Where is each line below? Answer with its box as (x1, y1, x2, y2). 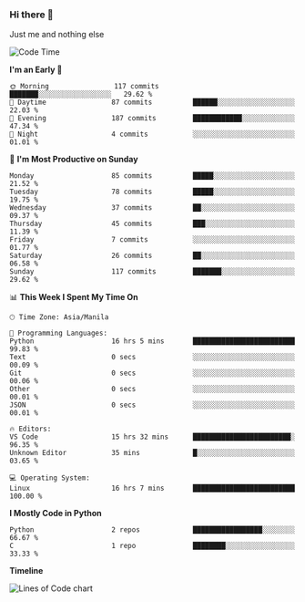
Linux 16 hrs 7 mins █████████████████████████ (9, 483, 296, 493)
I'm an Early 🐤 (9, 64, 63, 76)
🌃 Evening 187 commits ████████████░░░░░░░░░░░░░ (9, 114, 296, 123)
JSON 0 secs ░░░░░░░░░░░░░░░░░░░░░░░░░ (9, 400, 296, 410)
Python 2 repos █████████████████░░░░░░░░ (9, 525, 296, 535)
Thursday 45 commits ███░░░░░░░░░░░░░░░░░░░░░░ (9, 219, 296, 229)
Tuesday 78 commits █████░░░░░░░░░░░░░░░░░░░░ (9, 187, 296, 197)
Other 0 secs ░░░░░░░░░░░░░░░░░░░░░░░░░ (9, 385, 296, 394)
